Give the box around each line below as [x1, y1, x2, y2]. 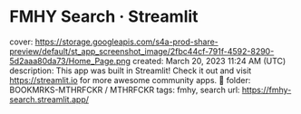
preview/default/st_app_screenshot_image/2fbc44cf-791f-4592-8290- [9, 45, 275, 56]
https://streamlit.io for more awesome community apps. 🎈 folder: [9, 74, 251, 85]
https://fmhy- [241, 84, 292, 95]
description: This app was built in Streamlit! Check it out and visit [9, 65, 252, 76]
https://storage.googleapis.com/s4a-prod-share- [34, 36, 219, 47]
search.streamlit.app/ [9, 93, 89, 105]
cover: [9, 36, 34, 47]
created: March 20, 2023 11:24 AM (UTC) [132, 55, 286, 66]
